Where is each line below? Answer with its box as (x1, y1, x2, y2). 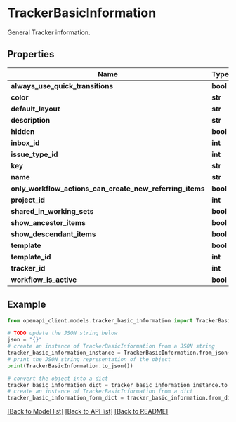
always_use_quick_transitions (11, 81, 114, 90)
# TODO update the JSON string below (7, 329, 118, 337)
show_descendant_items (11, 229, 96, 239)
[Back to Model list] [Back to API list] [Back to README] (7, 407, 169, 416)
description (11, 115, 51, 125)
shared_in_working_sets (11, 206, 94, 216)
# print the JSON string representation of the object (7, 355, 171, 362)
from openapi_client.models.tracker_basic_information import (7, 317, 193, 324)
